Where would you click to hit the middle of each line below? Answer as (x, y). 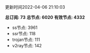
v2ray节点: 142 (27, 46)
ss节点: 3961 (25, 27)
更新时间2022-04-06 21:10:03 (35, 7)
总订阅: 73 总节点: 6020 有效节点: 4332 (45, 17)
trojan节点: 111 (26, 40)
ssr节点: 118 (24, 33)
